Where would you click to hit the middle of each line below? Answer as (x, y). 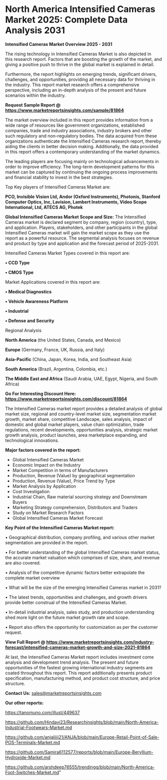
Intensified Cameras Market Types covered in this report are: (68, 253)
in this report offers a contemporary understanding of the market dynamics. (83, 152)
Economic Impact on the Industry (46, 465)
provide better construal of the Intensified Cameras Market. (66, 602)
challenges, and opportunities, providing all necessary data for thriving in (80, 79)
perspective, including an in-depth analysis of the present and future (76, 90)
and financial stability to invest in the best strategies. (59, 177)
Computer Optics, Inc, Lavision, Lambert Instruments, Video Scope (76, 202)
